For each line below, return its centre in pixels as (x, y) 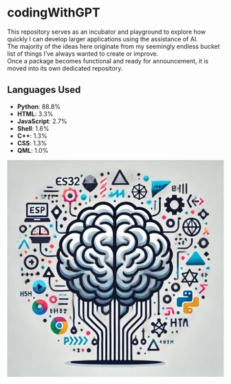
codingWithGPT (54, 13)
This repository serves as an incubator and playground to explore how (107, 32)
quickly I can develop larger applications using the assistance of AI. (102, 39)
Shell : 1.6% (33, 128)
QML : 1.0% (33, 150)
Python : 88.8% (38, 106)
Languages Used (44, 90)
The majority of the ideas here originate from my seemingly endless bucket (113, 46)
